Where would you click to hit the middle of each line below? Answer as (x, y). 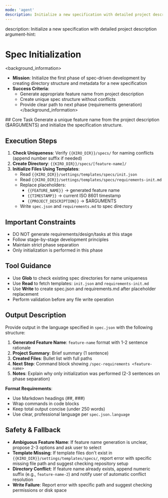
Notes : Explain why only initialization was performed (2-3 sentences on (86, 373)
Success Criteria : (31, 89)
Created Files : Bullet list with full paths (52, 358)
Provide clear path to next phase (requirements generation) (81, 105)
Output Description (36, 315)
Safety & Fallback (33, 430)
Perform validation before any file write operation (63, 299)
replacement (25, 294)
